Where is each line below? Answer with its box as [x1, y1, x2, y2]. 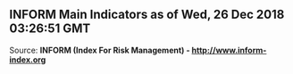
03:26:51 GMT [9, 21, 91, 37]
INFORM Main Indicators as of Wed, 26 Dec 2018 [9, 7, 285, 22]
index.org [9, 53, 46, 65]
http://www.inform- [191, 45, 267, 55]
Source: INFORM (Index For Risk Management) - [9, 45, 190, 55]
